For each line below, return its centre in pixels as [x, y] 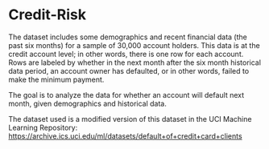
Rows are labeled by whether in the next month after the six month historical [135, 62]
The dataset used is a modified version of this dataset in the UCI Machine [130, 119]
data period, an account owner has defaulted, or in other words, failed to [129, 70]
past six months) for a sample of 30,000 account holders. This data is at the [134, 45]
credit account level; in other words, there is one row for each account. [126, 54]
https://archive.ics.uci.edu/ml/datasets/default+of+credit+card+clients [126, 136]
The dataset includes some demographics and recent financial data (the [128, 37]
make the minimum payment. [56, 79]
